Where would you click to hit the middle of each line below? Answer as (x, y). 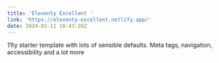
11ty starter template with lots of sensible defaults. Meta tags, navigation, (110, 45)
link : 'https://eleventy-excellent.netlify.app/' (79, 20)
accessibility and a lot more (46, 52)
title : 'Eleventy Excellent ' (50, 13)
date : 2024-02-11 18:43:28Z (47, 26)
